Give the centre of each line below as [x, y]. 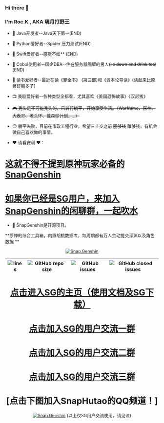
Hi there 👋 [17, 8]
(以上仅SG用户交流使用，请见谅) [99, 416]
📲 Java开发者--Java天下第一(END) [47, 33]
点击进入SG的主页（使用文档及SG [78, 292]
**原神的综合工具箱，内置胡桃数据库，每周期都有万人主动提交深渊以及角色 [80, 235]
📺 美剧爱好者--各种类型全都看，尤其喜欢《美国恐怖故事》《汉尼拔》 [80, 96]
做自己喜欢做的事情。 [33, 132]
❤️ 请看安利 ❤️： [29, 143]
